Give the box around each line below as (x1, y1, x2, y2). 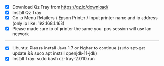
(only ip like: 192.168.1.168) (12, 20, 65, 26)
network (12, 31, 29, 37)
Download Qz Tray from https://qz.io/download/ (12, 4, 109, 10)
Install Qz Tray (12, 10, 41, 16)
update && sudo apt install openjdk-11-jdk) (12, 50, 97, 56)
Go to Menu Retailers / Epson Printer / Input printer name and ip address (12, 15, 158, 21)
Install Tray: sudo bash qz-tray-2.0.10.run (12, 56, 95, 62)
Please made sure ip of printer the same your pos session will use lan (12, 26, 152, 32)
